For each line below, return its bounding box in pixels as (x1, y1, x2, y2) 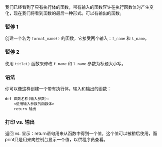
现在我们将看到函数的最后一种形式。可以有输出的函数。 (13, 10, 124, 16)
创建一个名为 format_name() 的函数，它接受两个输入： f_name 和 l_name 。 (5, 35, 149, 41)
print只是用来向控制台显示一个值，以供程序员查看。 (5, 137, 108, 143)
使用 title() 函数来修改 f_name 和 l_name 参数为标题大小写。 (5, 60, 126, 66)
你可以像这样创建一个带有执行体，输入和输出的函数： (5, 86, 112, 91)
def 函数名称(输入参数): (5, 96, 49, 101)
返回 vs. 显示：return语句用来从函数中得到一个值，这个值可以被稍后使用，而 (5, 131, 157, 136)
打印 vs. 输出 (5, 118, 35, 125)
